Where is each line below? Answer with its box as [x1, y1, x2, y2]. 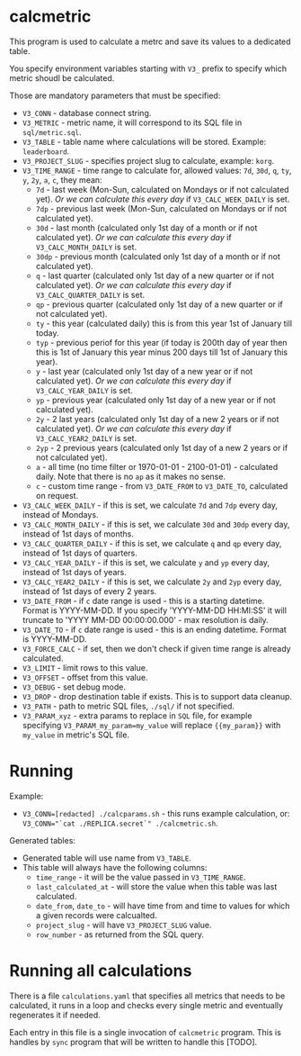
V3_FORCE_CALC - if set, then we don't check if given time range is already [22, 643, 291, 654]
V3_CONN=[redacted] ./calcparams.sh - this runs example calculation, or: [22, 808, 290, 818]
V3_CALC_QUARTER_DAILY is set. [35, 289, 146, 300]
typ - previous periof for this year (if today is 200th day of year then [35, 337, 288, 347]
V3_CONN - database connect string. [22, 107, 152, 118]
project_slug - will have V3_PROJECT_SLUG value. [35, 919, 212, 930]
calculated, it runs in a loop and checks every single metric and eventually [9, 999, 284, 1010]
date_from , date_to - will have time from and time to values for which [35, 900, 290, 911]
